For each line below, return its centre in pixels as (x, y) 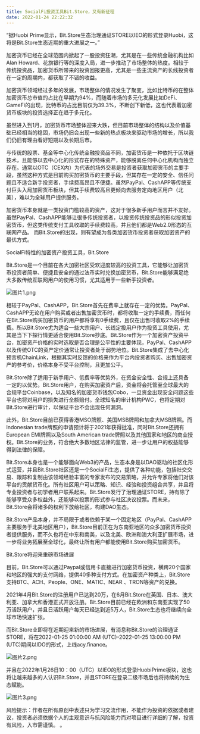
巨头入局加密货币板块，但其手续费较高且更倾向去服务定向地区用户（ (95, 190)
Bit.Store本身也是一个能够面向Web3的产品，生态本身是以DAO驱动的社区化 (97, 462)
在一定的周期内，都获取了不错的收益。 (53, 77)
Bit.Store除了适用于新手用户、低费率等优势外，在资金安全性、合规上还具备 (98, 377)
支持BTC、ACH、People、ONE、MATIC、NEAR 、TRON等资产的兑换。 (93, 582)
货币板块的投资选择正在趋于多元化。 (51, 112)
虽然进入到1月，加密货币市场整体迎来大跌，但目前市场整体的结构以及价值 (96, 125)
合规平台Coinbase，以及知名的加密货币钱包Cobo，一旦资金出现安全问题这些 (100, 392)
